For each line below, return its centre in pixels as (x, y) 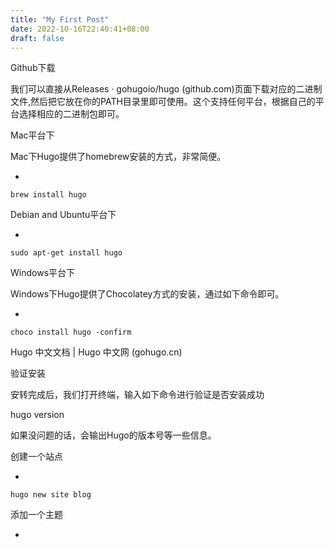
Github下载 (33, 68)
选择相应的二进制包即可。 (71, 114)
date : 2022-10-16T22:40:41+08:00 (80, 29)
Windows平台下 (43, 273)
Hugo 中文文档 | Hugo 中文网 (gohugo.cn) (96, 352)
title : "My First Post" (60, 19)
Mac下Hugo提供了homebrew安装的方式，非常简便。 (118, 157)
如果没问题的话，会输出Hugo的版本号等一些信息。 (113, 435)
